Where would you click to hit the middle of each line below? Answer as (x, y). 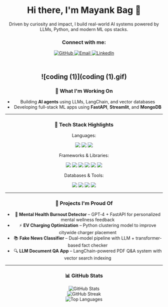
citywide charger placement (87, 232)
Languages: (84, 136)
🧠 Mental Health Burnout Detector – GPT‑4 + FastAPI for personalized (88, 214)
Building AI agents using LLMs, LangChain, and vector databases (88, 101)
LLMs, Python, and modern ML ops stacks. (84, 29)
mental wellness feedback (88, 220)
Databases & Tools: (84, 175)
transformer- (149, 238)
